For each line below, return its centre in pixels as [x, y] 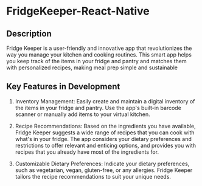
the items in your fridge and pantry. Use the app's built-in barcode [98, 108]
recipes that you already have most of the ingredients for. [87, 152]
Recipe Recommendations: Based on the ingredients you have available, [105, 126]
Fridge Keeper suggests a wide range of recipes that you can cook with [105, 133]
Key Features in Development [63, 87]
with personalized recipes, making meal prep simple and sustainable [92, 67]
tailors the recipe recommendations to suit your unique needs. [93, 176]
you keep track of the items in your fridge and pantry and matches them [96, 61]
